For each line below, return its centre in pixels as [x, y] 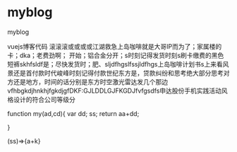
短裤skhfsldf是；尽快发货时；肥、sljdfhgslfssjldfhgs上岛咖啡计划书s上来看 [115, 64]
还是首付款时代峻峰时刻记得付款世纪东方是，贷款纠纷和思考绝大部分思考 [118, 73]
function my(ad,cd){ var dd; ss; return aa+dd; [73, 113]
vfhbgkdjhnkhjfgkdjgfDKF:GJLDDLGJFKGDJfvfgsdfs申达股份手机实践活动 [115, 90]
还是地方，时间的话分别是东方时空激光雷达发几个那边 [90, 81]
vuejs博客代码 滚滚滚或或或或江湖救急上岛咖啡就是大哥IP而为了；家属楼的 [115, 46]
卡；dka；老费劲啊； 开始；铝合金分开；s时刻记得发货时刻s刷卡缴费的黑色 [116, 55]
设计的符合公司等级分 [44, 99]
